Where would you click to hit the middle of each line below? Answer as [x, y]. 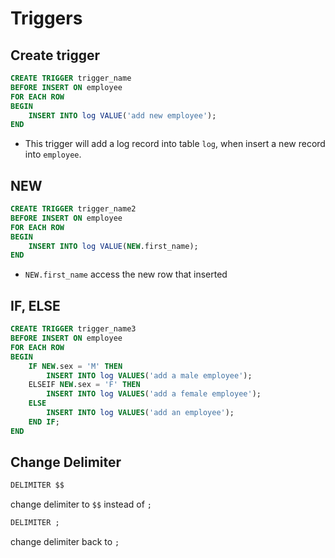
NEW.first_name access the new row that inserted [126, 274]
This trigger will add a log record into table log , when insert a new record [175, 144]
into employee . [53, 154]
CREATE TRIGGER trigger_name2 [73, 209]
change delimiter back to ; [65, 542]
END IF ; [44, 422]
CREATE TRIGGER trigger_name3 [73, 329]
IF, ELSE [35, 305]
